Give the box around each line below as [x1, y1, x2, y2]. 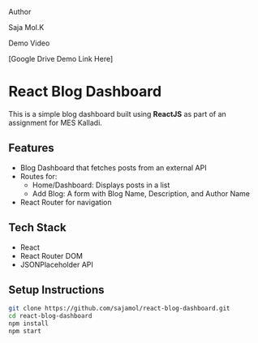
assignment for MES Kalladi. [8, 118, 103, 127]
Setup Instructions [8, 283, 105, 297]
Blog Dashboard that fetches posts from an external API [19, 162, 207, 173]
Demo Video [8, 38, 50, 48]
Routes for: [19, 171, 58, 181]
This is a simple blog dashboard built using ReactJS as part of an [8, 109, 227, 118]
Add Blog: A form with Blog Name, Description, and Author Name [32, 188, 250, 198]
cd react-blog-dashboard [8, 312, 92, 320]
